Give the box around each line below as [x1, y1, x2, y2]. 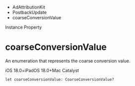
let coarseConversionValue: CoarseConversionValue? [5, 77, 114, 82]
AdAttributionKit [12, 4, 46, 10]
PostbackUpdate [12, 9, 47, 15]
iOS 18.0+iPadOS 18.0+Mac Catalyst [5, 67, 79, 73]
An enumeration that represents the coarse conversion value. [5, 58, 131, 64]
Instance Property [5, 24, 42, 30]
